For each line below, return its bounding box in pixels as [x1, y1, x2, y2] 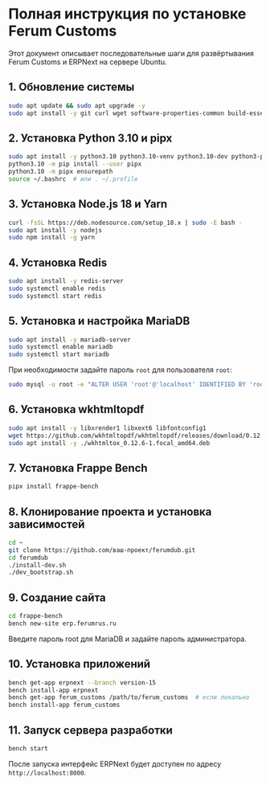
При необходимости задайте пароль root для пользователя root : [8, 365, 233, 374]
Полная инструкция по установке [8, 5, 247, 23]
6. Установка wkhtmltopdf [8, 403, 145, 416]
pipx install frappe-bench [8, 483, 99, 491]
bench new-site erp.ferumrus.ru [8, 619, 117, 628]
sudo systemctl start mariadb [8, 350, 110, 358]
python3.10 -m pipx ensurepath [8, 168, 113, 176]
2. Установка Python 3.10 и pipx [8, 131, 173, 145]
